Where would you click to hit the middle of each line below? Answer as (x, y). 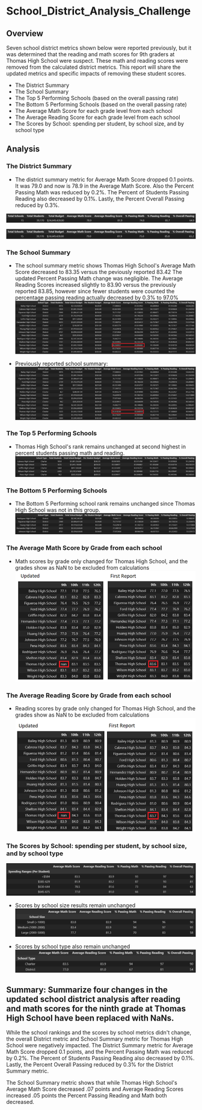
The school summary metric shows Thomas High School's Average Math (105, 266)
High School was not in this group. (57, 510)
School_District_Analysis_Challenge (99, 11)
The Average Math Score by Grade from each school (84, 548)
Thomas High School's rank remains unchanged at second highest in (100, 446)
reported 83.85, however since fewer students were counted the (95, 292)
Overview (25, 33)
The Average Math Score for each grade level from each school (93, 111)
